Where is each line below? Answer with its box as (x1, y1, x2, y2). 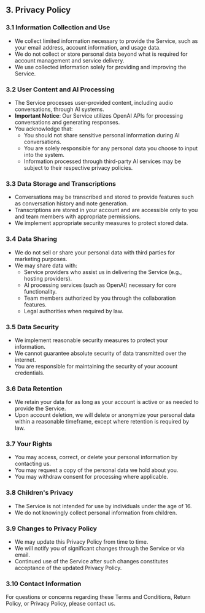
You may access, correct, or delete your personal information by (14, 454, 178, 461)
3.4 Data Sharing (6, 235, 58, 243)
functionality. (23, 287, 57, 295)
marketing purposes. (14, 255, 68, 262)
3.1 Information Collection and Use (6, 23, 110, 32)
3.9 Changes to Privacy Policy (6, 524, 98, 533)
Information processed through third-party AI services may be (23, 158, 182, 165)
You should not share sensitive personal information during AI (23, 131, 180, 139)
